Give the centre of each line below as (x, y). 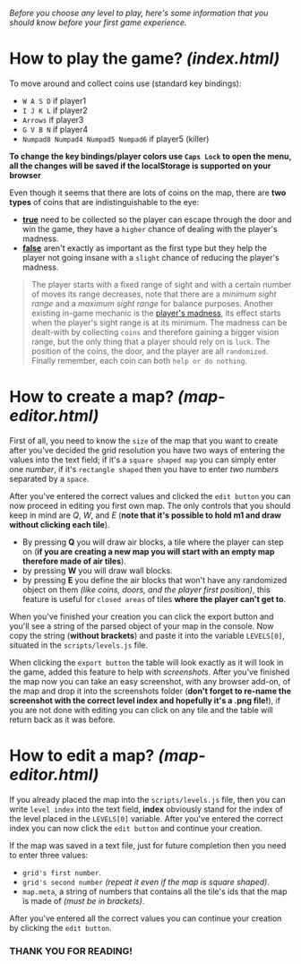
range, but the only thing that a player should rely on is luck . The (150, 341)
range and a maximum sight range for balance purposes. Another (152, 303)
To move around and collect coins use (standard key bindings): (125, 83)
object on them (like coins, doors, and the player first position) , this (146, 590)
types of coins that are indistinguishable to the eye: (104, 202)
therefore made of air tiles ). (74, 561)
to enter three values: (49, 855)
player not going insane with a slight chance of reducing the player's (150, 257)
